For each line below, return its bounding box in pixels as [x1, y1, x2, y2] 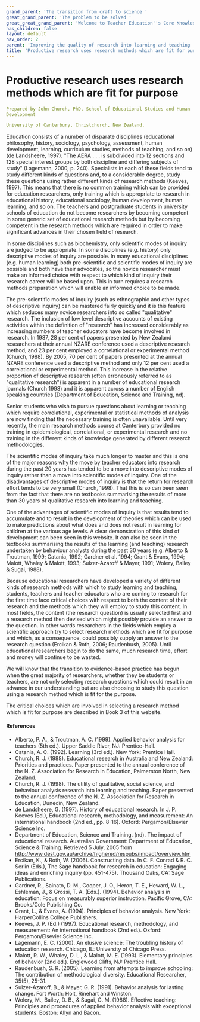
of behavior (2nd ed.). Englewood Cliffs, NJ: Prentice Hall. [14, 958, 157, 965]
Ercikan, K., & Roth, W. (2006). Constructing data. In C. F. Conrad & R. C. [14, 856, 192, 864]
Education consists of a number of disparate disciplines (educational [6, 133, 174, 141]
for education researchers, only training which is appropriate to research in [6, 190, 190, 197]
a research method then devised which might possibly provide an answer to [6, 615, 192, 623]
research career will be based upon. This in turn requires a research [6, 278, 173, 285]
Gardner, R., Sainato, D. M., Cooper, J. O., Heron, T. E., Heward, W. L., [14, 881, 185, 889]
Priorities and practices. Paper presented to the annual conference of [14, 761, 185, 768]
